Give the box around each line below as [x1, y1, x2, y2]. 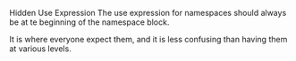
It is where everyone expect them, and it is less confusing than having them [9, 34, 288, 44]
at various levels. [9, 43, 72, 54]
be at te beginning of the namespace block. [9, 17, 170, 27]
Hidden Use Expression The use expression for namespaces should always [9, 8, 287, 18]
